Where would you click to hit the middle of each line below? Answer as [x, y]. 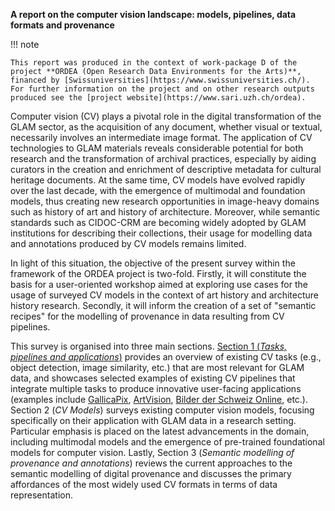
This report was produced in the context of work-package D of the [154, 63]
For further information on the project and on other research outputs [162, 89]
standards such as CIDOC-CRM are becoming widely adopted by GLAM [158, 222]
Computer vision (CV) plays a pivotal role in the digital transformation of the [166, 116]
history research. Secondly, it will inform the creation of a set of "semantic [163, 305]
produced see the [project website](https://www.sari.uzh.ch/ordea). [158, 98]
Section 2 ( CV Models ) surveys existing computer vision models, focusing [162, 410]
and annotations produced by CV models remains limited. [128, 243]
